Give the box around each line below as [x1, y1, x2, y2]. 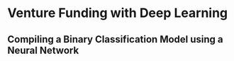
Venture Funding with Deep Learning [7, 5, 228, 21]
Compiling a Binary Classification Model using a [7, 33, 223, 45]
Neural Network [7, 44, 79, 56]
